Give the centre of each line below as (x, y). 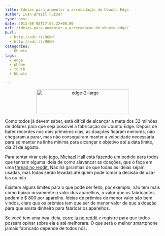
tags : (11, 55)
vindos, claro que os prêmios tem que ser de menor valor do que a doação (81, 203)
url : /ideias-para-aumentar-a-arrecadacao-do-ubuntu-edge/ (67, 28)
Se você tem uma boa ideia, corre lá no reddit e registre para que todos (78, 218)
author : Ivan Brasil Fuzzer (34, 14)
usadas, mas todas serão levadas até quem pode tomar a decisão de (75, 172)
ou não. (20, 177)
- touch (17, 69)
